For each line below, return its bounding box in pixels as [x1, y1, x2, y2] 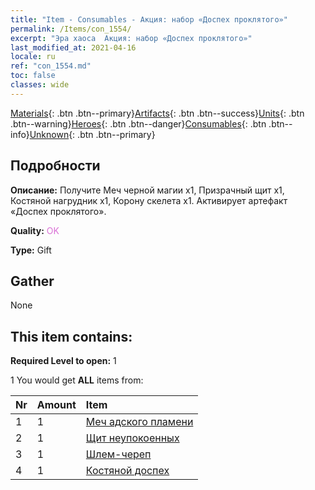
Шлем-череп [85, 447, 152, 461]
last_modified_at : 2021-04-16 [10, 42, 137, 53]
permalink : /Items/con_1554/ [10, 24, 132, 34]
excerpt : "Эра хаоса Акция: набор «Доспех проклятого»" [10, 33, 253, 43]
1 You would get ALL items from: [10, 374, 144, 386]
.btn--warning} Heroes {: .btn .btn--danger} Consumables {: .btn [10, 117, 267, 130]
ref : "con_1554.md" [10, 61, 92, 71]
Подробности [10, 157, 101, 175]
